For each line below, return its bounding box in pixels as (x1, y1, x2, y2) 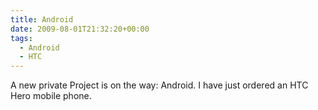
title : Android (10, 14, 74, 25)
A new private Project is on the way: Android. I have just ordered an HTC (10, 79, 309, 91)
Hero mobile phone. (10, 90, 92, 102)
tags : (10, 33, 33, 43)
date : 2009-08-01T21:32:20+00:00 (10, 24, 150, 34)
